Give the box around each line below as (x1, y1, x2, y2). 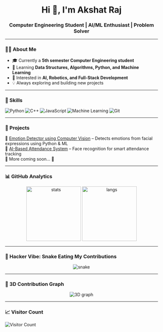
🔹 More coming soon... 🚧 (5, 156, 54, 162)
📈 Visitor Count (5, 309, 44, 315)
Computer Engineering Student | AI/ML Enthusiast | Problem (9, 22, 154, 29)
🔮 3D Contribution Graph (5, 281, 65, 287)
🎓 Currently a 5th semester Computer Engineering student (12, 57, 134, 63)
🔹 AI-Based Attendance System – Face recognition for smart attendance (5, 146, 149, 152)
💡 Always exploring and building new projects (12, 80, 104, 85)
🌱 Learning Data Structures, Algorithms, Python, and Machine (12, 64, 139, 70)
